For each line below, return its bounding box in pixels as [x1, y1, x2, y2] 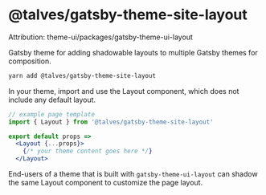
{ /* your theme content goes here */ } [23, 147, 153, 156]
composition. [8, 56, 52, 66]
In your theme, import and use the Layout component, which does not [8, 86, 239, 95]
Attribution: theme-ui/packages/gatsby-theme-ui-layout [8, 32, 193, 42]
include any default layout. [8, 95, 96, 104]
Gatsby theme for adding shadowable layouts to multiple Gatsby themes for [8, 47, 259, 57]
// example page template [8, 110, 95, 118]
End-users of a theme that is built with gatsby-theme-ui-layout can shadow [8, 169, 259, 179]
